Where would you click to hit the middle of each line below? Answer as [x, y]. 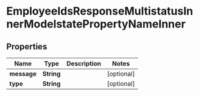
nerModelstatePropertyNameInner [96, 24]
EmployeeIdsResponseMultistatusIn [100, 11]
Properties [27, 46]
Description [84, 63]
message [23, 74]
